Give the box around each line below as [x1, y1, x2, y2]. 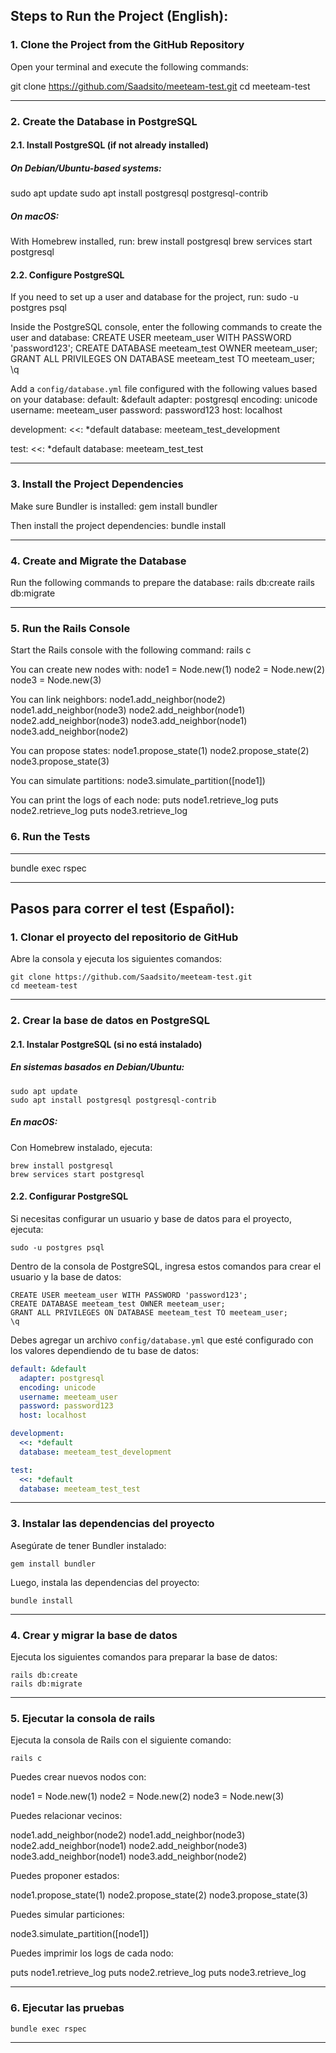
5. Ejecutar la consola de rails [10, 1711, 156, 1725]
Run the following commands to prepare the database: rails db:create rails [10, 576, 315, 588]
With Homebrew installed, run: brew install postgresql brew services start [10, 235, 313, 248]
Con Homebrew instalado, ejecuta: [10, 1141, 153, 1153]
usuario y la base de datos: [10, 1270, 122, 1283]
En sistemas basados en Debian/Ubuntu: [10, 1061, 185, 1073]
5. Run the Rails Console [10, 621, 131, 635]
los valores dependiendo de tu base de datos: [10, 1344, 200, 1356]
